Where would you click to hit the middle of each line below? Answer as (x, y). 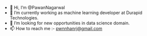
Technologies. (24, 18)
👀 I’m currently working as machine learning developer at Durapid (76, 13)
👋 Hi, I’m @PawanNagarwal (37, 8)
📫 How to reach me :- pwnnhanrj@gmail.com (56, 28)
